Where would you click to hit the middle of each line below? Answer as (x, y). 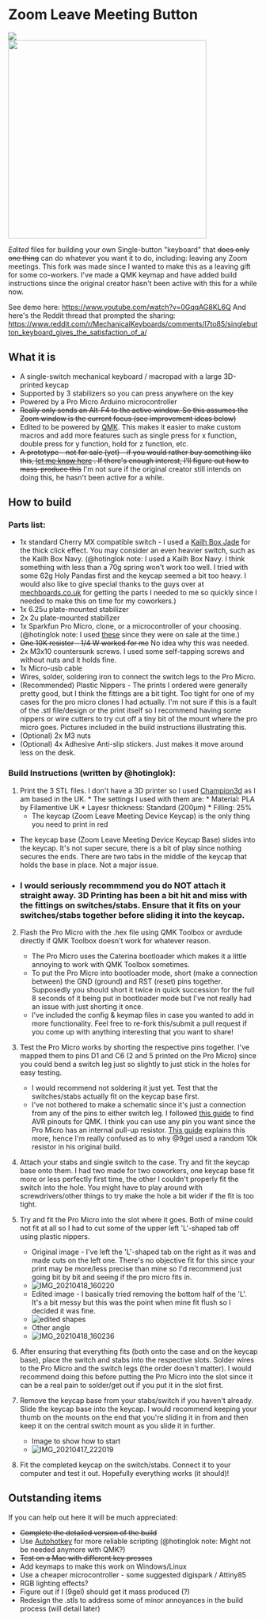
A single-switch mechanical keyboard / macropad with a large (121, 376)
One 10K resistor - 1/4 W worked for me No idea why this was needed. (134, 643)
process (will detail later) (60, 1608)
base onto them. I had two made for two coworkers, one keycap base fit (137, 1171)
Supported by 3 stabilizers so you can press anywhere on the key (126, 393)
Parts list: (27, 525)
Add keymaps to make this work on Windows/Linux (103, 1566)
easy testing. (41, 1072)
